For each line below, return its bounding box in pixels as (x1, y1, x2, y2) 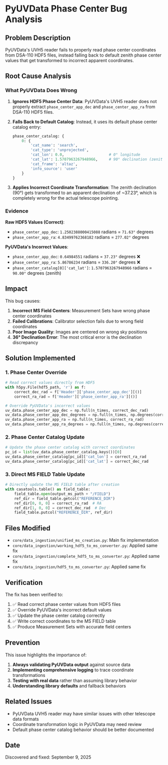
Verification (5, 578, 43, 587)
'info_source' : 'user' (30, 166, 78, 171)
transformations (12, 672, 45, 678)
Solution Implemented (5, 354, 76, 362)
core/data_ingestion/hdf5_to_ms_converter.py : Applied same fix (12, 564, 146, 570)
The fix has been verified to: (5, 591, 63, 597)
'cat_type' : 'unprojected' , (30, 148, 89, 153)
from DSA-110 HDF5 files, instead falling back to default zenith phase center (5, 52, 161, 58)
